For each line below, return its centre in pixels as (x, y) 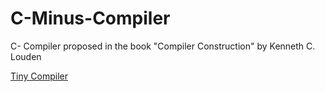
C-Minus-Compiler (90, 18)
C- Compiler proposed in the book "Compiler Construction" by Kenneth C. (163, 46)
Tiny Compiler (39, 76)
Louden (26, 56)
